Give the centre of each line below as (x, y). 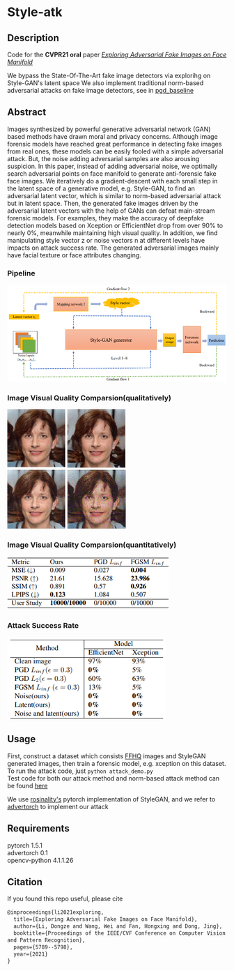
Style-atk (35, 12)
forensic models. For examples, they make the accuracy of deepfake (106, 218)
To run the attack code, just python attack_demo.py (80, 771)
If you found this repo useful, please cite (65, 899)
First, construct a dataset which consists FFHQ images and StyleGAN (107, 756)
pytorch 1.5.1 (25, 845)
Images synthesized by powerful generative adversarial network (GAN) (109, 129)
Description (33, 38)
